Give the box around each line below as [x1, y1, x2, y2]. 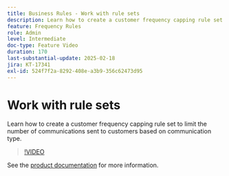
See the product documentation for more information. [7, 161, 159, 169]
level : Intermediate [7, 36, 67, 43]
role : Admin [7, 29, 41, 36]
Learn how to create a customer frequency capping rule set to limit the [7, 120, 208, 128]
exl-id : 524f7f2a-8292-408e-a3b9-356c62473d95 [7, 67, 143, 74]
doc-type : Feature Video [7, 42, 78, 49]
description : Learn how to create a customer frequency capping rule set [7, 16, 223, 23]
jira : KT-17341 [7, 61, 51, 68]
